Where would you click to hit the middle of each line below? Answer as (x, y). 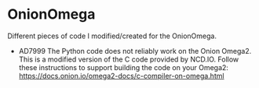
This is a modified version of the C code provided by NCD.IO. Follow (129, 59)
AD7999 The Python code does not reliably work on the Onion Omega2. (135, 51)
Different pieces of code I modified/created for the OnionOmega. (112, 36)
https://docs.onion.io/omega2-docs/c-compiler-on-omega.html (121, 76)
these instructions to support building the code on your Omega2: (124, 67)
